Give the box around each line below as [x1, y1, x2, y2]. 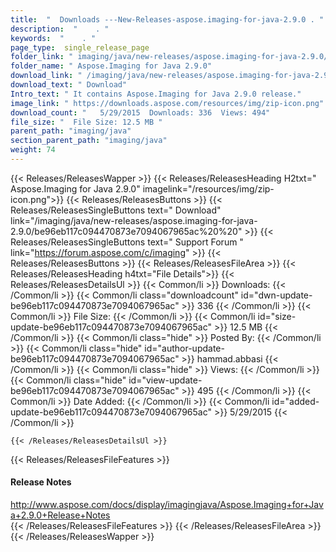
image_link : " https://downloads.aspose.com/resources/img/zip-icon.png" [10, 98, 325, 108]
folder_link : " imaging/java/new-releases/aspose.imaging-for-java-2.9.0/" [10, 52, 333, 62]
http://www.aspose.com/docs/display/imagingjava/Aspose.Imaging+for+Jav [10, 499, 324, 511]
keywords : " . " [10, 33, 97, 43]
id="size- [257, 310, 297, 322]
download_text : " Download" [10, 80, 128, 90]
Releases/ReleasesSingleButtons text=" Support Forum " [10, 236, 244, 248]
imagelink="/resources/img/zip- [142, 182, 275, 195]
